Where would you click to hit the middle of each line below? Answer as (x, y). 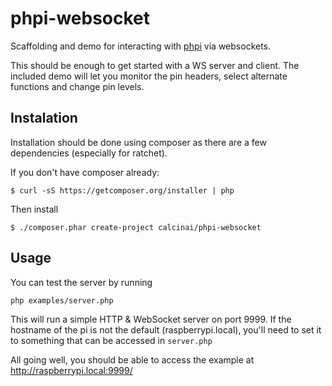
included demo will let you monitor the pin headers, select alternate (149, 76)
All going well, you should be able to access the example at (132, 359)
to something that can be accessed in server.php (111, 340)
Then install (34, 209)
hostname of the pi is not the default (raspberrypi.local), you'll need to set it (166, 329)
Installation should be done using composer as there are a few (138, 142)
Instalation (44, 118)
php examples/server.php (62, 300)
